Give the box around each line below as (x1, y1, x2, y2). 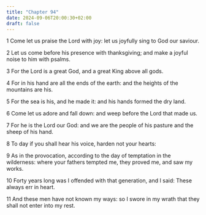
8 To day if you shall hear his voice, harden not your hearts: (6, 140, 156, 147)
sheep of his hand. (6, 128, 54, 136)
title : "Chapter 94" (6, 9, 59, 15)
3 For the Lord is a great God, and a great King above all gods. (6, 68, 164, 75)
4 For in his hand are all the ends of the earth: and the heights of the (6, 79, 179, 87)
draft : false (6, 20, 40, 26)
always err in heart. (6, 184, 55, 191)
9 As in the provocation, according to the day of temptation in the (6, 152, 171, 160)
